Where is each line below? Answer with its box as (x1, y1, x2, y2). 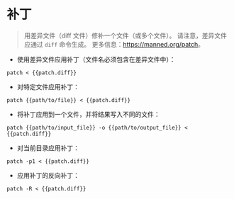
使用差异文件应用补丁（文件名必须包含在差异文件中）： (16, 55, 176, 64)
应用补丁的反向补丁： (16, 171, 79, 179)
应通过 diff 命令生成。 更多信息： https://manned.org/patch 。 (23, 40, 205, 48)
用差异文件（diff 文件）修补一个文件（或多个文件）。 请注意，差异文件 (23, 31, 228, 40)
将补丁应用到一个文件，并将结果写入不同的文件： (16, 110, 160, 118)
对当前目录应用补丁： (16, 143, 79, 152)
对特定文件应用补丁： (16, 82, 79, 91)
